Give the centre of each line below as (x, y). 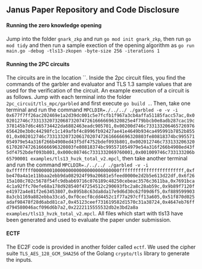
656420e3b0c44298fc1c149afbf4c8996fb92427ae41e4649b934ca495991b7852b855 (101, 131)
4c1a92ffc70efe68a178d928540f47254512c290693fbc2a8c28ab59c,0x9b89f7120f (101, 186)
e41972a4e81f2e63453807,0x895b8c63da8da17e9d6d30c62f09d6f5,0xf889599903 (101, 191)
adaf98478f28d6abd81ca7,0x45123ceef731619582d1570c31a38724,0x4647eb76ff (101, 202)
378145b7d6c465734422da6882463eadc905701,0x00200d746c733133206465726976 (101, 126)
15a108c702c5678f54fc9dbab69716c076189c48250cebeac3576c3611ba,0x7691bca (101, 181)
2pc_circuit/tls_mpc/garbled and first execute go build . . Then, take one (98, 103)
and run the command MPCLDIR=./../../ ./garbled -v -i (78, 165)
